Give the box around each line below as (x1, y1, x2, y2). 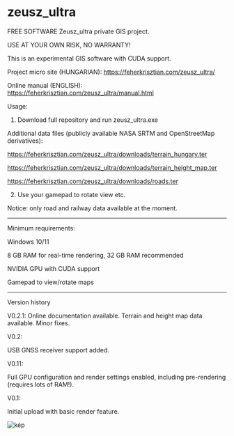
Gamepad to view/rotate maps (7, 278, 94, 286)
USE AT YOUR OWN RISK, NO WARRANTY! (7, 40, 131, 49)
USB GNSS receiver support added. (7, 345, 110, 354)
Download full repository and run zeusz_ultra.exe (17, 116, 159, 124)
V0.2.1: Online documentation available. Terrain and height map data (7, 311, 203, 320)
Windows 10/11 (7, 238, 49, 246)
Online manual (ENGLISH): (7, 81, 83, 89)
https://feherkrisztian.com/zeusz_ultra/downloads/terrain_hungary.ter (7, 150, 208, 158)
